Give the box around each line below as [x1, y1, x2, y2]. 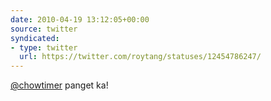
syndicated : [10, 33, 60, 43]
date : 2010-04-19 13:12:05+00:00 [10, 14, 150, 25]
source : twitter [10, 24, 78, 34]
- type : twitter [10, 42, 78, 53]
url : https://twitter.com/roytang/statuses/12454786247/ [19, 52, 262, 62]
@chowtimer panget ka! [10, 79, 109, 91]
